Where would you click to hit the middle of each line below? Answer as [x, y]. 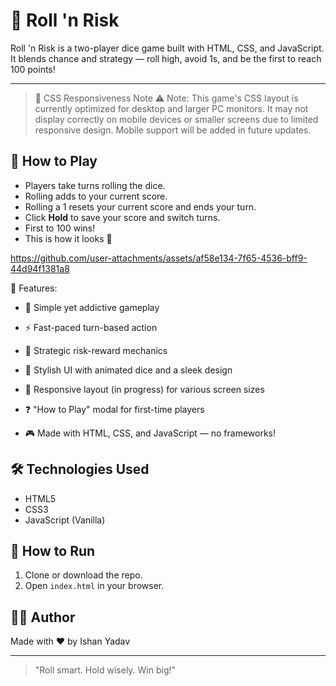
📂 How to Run [53, 550]
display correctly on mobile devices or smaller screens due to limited [176, 119]
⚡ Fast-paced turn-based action [91, 327]
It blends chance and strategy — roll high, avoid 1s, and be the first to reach [166, 58]
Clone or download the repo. [83, 575]
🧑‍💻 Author [43, 617]
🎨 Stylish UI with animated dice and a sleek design [128, 370]
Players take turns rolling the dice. [95, 185]
